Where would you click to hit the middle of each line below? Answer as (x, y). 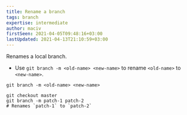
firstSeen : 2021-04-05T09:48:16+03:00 (54, 34)
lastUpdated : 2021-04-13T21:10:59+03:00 (57, 39)
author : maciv (24, 28)
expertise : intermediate (37, 23)
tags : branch (22, 17)
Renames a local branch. (37, 56)
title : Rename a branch (36, 12)
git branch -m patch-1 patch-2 (45, 101)
